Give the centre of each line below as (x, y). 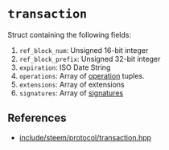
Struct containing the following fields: (70, 34)
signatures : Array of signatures (71, 93)
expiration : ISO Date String (65, 67)
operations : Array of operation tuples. (82, 75)
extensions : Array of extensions (72, 84)
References (37, 118)
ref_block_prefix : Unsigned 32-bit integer (90, 59)
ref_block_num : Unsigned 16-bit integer (84, 50)
